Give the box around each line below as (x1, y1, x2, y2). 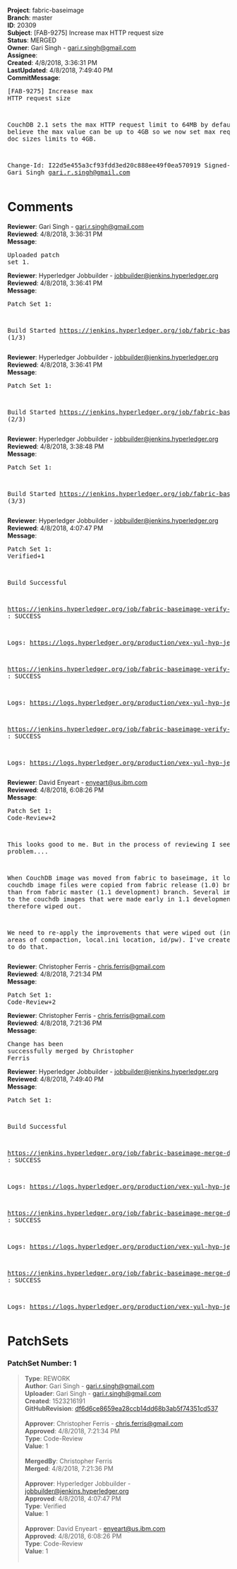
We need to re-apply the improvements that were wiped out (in (7, 928, 231, 937)
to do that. (7, 942, 49, 951)
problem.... (7, 847, 49, 855)
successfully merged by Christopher (7, 1047, 134, 1055)
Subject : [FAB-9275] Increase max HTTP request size (7, 28, 164, 37)
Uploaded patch (7, 251, 60, 259)
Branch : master (7, 13, 53, 22)
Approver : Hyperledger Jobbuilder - (24, 1479, 131, 1488)
